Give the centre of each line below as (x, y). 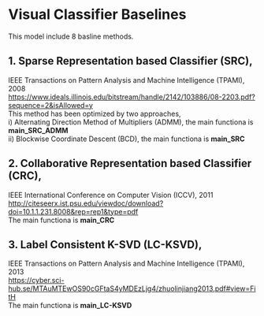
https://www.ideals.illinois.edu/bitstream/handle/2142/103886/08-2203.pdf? (132, 97)
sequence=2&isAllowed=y (50, 105)
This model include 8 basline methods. (71, 36)
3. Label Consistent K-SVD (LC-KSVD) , (105, 245)
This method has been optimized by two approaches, (95, 113)
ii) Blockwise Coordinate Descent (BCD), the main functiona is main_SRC (127, 139)
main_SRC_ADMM (38, 130)
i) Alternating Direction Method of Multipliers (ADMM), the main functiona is (131, 122)
